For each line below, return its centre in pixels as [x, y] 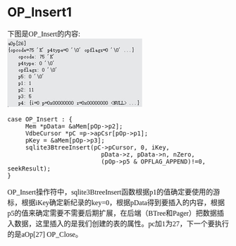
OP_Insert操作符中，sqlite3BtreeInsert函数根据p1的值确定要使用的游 [114, 192]
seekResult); [29, 168]
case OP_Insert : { [40, 119]
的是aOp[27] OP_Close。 [45, 234]
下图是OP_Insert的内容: [44, 34]
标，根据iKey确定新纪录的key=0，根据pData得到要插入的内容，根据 [116, 202]
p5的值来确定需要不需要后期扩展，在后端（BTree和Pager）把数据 [112, 213]
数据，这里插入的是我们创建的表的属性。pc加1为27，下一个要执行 [122, 223]
